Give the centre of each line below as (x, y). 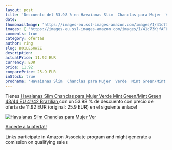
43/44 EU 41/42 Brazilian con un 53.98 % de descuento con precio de (79, 101)
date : (11, 19)
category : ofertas (25, 39)
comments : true (21, 34)
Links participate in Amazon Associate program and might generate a (78, 137)
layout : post (19, 10)
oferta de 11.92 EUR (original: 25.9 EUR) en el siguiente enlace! (71, 107)
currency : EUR (20, 62)
